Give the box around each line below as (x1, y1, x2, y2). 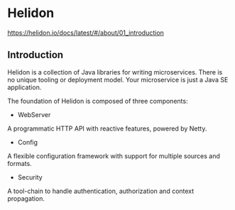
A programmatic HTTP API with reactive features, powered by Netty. (7, 124, 207, 133)
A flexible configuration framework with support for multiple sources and (7, 151, 220, 160)
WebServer (17, 110, 51, 118)
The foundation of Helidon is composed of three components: (7, 96, 188, 105)
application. (7, 83, 42, 92)
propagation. (7, 194, 45, 203)
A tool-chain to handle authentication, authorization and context (7, 187, 195, 195)
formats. (7, 159, 32, 167)
